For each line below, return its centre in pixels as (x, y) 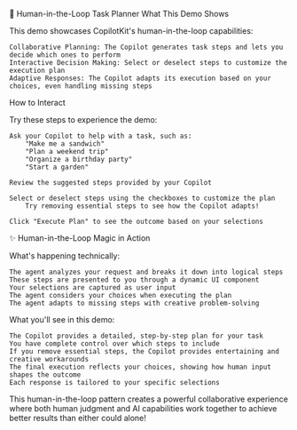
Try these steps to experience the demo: (83, 119)
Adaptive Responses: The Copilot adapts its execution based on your (141, 78)
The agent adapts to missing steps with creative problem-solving (134, 303)
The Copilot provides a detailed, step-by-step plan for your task (137, 336)
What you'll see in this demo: (62, 319)
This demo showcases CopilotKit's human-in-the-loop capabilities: (131, 31)
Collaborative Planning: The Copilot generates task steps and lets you (146, 47)
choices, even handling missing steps (81, 86)
